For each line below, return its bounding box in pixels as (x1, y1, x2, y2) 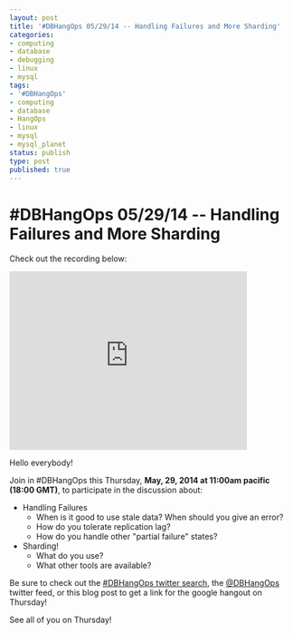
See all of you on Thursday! (9, 614, 112, 626)
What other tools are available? (35, 560, 152, 571)
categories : (9, 30, 54, 39)
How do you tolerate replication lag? (35, 522, 171, 532)
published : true (9, 165, 71, 174)
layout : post (9, 13, 59, 23)
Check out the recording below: (9, 253, 128, 264)
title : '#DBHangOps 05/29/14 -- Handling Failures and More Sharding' (9, 22, 281, 31)
